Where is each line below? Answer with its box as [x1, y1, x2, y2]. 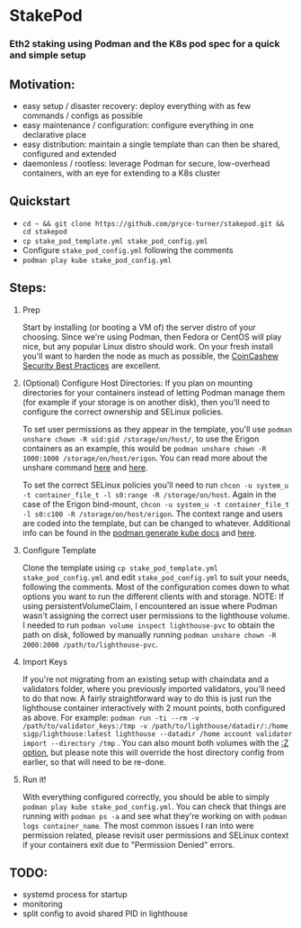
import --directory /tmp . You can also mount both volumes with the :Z [22, 737, 289, 748]
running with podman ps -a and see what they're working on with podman [22, 810, 288, 821]
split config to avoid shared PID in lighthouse [22, 908, 189, 919]
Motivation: [9, 77, 75, 92]
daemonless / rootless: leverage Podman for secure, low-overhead [22, 158, 270, 168]
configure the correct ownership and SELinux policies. [22, 406, 224, 417]
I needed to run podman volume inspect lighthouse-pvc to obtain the [22, 619, 276, 631]
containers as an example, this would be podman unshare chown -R [22, 442, 267, 453]
